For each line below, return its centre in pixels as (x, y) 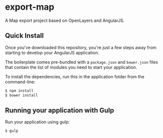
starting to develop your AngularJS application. (52, 52)
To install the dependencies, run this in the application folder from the (75, 76)
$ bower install (21, 95)
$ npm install (19, 91)
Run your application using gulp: (37, 122)
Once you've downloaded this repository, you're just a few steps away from (81, 47)
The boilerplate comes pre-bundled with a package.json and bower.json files (81, 62)
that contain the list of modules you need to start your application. (71, 67)
